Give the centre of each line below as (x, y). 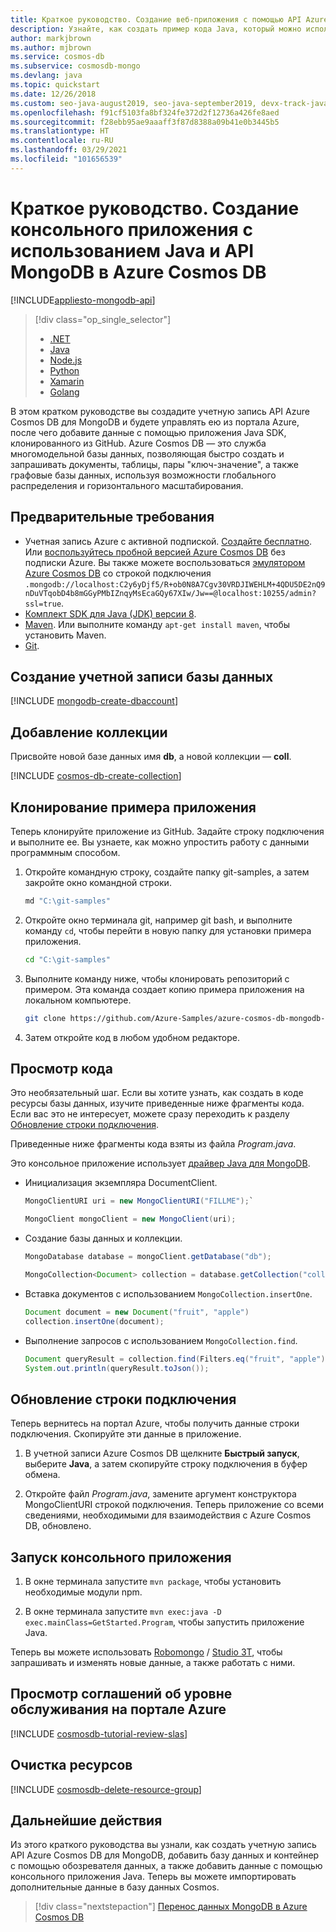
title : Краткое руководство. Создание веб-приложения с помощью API (156, 19)
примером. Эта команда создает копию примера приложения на (164, 989)
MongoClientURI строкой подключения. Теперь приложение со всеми (174, 1505)
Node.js (66, 360)
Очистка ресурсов (71, 1765)
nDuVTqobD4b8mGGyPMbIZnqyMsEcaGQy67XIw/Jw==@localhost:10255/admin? (170, 593)
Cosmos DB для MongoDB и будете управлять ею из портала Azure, (155, 422)
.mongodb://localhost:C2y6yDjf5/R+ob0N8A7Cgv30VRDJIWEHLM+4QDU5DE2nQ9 (175, 584)
